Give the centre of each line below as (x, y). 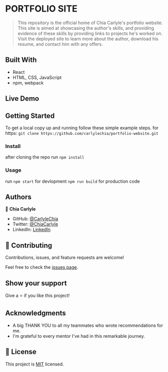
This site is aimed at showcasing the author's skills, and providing (86, 28)
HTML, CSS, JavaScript (37, 77)
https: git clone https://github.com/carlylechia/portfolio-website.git (82, 133)
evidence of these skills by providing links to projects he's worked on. (90, 33)
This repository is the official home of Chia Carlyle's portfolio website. (90, 23)
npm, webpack (28, 83)
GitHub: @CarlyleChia (35, 219)
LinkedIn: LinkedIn (32, 230)
